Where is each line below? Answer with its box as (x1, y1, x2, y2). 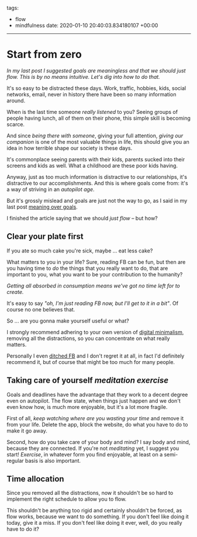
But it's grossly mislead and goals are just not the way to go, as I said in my (6, 197, 188, 204)
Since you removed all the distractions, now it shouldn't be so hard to (6, 490, 174, 497)
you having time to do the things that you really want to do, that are (6, 265, 168, 272)
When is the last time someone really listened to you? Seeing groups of (6, 108, 178, 115)
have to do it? (6, 525, 40, 533)
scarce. (6, 120, 25, 127)
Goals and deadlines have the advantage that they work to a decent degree (6, 391, 188, 398)
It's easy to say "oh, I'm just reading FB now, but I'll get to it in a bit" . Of (6, 300, 179, 307)
